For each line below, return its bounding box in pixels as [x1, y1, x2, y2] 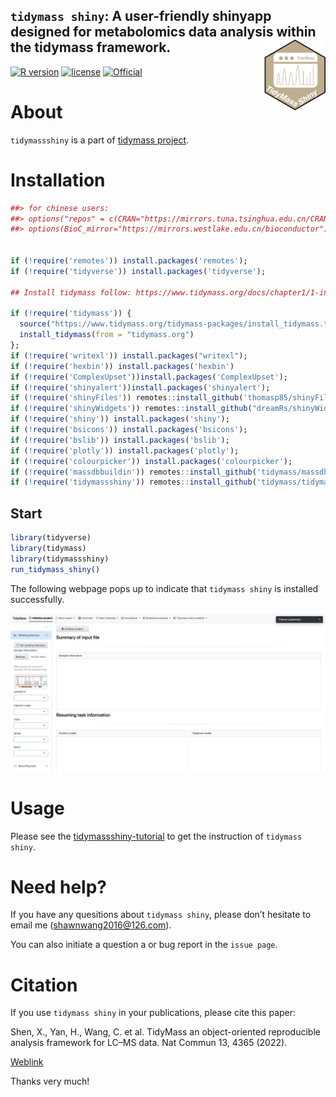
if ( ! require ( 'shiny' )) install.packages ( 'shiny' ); [10, 414, 230, 424]
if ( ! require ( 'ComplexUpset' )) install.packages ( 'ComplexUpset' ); [10, 372, 288, 382]
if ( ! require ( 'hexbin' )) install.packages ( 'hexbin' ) [10, 361, 235, 371]
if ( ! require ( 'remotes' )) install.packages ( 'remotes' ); [10, 256, 248, 266]
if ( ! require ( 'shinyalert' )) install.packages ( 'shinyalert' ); [10, 382, 271, 393]
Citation [10, 974, 78, 996]
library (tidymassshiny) [10, 554, 110, 564]
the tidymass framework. [10, 39, 172, 56]
